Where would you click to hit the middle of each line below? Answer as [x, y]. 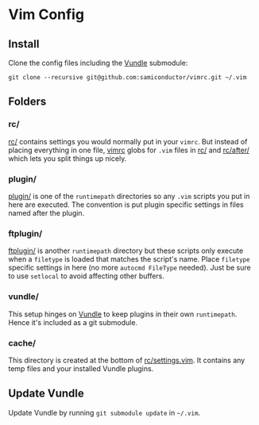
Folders [27, 102]
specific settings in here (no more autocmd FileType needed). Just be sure [130, 268]
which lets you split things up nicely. [68, 158]
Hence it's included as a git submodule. [73, 322]
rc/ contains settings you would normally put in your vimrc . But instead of [128, 141]
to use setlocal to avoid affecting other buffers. [87, 276]
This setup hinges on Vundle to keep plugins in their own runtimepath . [123, 314]
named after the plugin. [46, 212]
